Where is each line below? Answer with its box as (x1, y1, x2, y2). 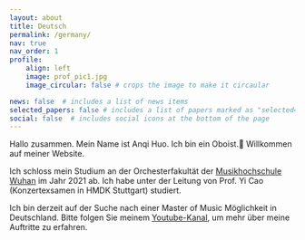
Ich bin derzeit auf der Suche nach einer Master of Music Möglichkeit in (9, 203, 277, 214)
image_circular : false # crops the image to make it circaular (25, 81, 271, 90)
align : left (25, 64, 71, 73)
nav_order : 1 (9, 47, 59, 56)
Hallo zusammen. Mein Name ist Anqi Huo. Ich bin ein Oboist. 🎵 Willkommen (9, 139, 292, 149)
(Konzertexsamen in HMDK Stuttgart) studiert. (9, 185, 182, 196)
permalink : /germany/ (9, 30, 92, 39)
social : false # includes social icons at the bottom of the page (9, 114, 271, 123)
